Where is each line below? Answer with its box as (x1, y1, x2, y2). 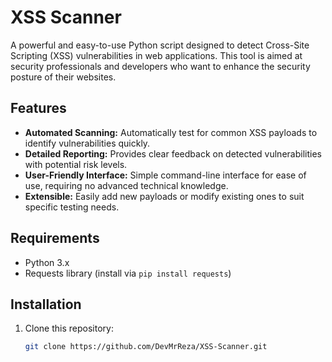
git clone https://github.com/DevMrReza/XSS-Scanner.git (24, 342, 268, 352)
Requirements (10, 230, 100, 247)
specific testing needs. (24, 201, 120, 213)
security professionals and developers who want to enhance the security (10, 60, 311, 72)
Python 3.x (24, 256, 70, 268)
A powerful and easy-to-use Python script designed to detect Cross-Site (10, 39, 310, 51)
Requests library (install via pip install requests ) (24, 267, 232, 279)
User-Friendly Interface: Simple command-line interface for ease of (24, 169, 307, 181)
